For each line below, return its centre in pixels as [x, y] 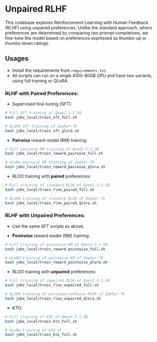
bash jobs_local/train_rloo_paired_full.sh [50, 190]
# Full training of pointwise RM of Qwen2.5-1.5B [56, 244]
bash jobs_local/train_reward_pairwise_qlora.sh [55, 167]
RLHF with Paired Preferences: [42, 93]
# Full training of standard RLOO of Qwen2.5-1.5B [57, 185]
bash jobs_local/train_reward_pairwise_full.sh [54, 154]
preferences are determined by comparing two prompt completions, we [77, 33]
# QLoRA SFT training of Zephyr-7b [41, 126]
